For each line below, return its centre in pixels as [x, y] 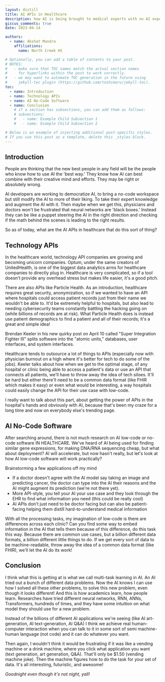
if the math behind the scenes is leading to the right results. [65, 220]
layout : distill [22, 10]
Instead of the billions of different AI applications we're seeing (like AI [75, 618]
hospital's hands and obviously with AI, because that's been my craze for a [81, 405]
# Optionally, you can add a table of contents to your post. [70, 60]
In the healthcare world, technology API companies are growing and [74, 257]
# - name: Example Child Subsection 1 [56, 119]
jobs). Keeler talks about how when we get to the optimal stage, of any [76, 364]
